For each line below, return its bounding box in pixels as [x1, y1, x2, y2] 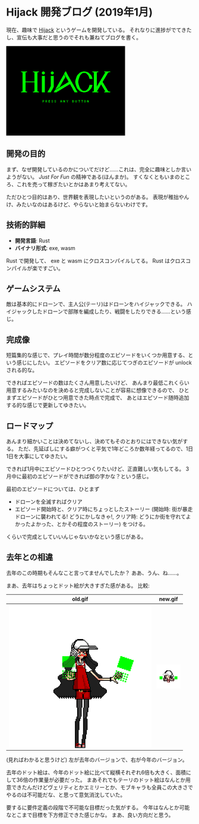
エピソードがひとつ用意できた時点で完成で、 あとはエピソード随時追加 [16, 394, 189, 402]
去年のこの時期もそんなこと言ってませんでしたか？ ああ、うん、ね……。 [6, 569, 182, 576]
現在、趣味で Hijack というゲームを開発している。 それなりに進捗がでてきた [6, 26, 192, 33]
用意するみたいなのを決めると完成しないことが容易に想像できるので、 [6, 387, 178, 394]
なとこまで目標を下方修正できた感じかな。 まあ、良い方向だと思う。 [6, 811, 174, 819]
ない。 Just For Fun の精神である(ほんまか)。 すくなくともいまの [21, 173, 180, 180]
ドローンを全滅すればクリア [14, 498, 83, 505]
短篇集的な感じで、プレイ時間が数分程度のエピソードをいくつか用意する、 [6, 351, 188, 359]
